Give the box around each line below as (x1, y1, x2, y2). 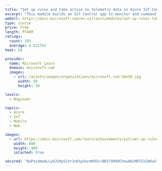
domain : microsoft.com (9, 65, 55, 70)
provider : (5, 56, 25, 61)
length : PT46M (5, 30, 34, 34)
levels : (5, 92, 21, 97)
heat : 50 (5, 47, 23, 52)
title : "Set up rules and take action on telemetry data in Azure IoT (5, 7, 150, 12)
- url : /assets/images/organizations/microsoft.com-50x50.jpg (13, 75, 141, 79)
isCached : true (13, 150, 44, 155)
